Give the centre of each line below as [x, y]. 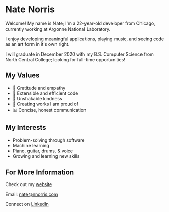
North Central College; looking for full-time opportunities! [65, 59]
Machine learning [31, 145]
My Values [22, 76]
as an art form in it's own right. [37, 44]
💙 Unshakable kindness [37, 98]
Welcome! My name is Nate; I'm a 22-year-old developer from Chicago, [80, 23]
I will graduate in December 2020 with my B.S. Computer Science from [80, 54]
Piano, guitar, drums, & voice [43, 151]
